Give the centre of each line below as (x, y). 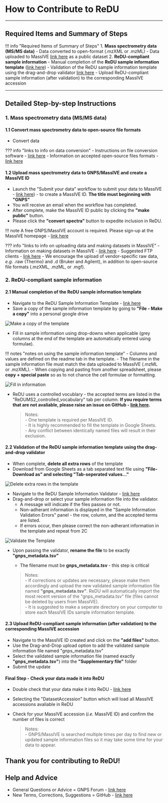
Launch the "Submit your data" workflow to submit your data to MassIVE (87, 189)
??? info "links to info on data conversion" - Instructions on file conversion (81, 151)
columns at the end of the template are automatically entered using (81, 338)
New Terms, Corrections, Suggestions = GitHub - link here (72, 795)
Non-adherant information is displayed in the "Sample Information (88, 510)
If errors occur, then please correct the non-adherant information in (89, 525)
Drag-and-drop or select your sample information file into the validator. (85, 499)
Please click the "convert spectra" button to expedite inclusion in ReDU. (87, 221)
